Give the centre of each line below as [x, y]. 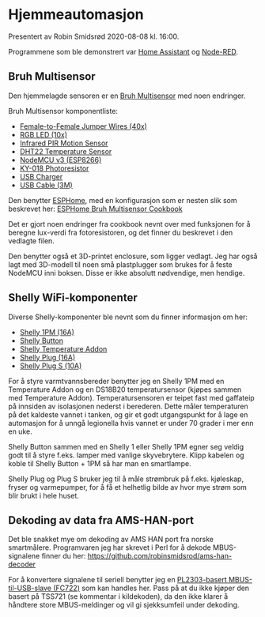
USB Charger [41, 176]
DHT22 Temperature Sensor [66, 151]
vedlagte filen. [32, 241]
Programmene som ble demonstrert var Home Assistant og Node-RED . [123, 51]
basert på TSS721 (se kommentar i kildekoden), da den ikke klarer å [118, 596]
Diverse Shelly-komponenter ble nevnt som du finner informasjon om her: [128, 317]
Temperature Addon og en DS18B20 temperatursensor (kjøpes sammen [125, 389]
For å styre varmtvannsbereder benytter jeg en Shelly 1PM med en [116, 381]
